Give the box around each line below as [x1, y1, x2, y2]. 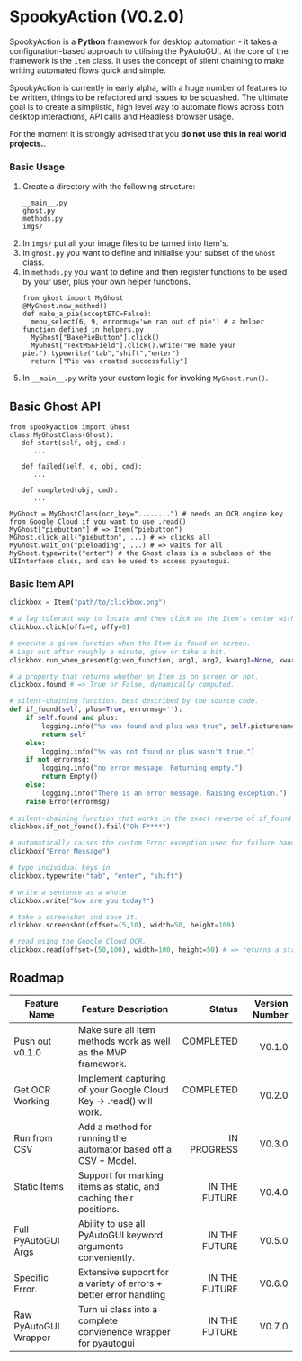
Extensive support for [77, 1265, 169, 1278]
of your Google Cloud [77, 1083, 169, 1096]
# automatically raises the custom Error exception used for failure [9, 838, 276, 848]
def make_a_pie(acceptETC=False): [22, 309, 152, 319]
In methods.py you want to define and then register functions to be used [22, 267, 288, 278]
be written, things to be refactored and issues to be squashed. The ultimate [9, 92, 289, 103]
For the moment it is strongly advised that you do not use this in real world [9, 128, 287, 139]
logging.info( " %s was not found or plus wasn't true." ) [41, 746, 255, 756]
